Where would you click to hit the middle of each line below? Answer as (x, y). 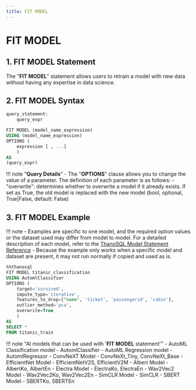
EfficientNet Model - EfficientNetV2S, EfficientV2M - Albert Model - (87, 362)
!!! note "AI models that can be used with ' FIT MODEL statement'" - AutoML (97, 344)
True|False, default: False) (37, 199)
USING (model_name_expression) (44, 136)
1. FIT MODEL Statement (51, 62)
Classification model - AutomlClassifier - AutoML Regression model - (89, 350)
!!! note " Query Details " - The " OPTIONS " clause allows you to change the (96, 174)
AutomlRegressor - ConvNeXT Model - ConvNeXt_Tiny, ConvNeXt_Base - (94, 356)
